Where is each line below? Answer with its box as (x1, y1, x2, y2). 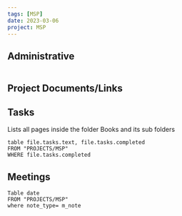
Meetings (7, 170, 51, 182)
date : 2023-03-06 (7, 17, 59, 24)
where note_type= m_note (7, 202, 81, 210)
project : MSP (7, 24, 46, 31)
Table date (7, 190, 40, 197)
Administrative (7, 50, 75, 62)
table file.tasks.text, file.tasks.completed (7, 139, 145, 146)
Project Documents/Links (7, 82, 123, 94)
